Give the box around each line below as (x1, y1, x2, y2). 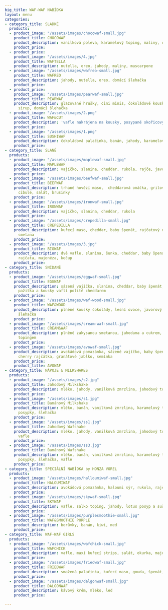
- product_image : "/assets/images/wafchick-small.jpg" (9, 541, 126, 547)
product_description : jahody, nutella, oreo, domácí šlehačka (14, 78, 146, 83)
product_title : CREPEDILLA (14, 223, 70, 228)
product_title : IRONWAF (14, 204, 64, 209)
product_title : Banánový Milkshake (14, 401, 88, 406)
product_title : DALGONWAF (14, 583, 68, 588)
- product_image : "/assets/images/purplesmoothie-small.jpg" (9, 513, 140, 518)
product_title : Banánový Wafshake (14, 448, 86, 453)
